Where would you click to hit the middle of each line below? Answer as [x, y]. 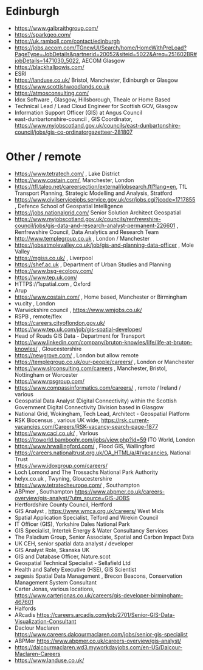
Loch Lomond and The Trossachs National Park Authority [86, 472]
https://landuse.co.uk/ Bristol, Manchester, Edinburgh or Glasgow [96, 80]
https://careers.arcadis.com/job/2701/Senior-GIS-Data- [106, 614]
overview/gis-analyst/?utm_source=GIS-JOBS [72, 498]
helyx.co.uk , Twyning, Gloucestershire [63, 478]
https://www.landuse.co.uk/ [49, 660]
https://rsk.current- [125, 420]
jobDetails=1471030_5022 [47, 60]
